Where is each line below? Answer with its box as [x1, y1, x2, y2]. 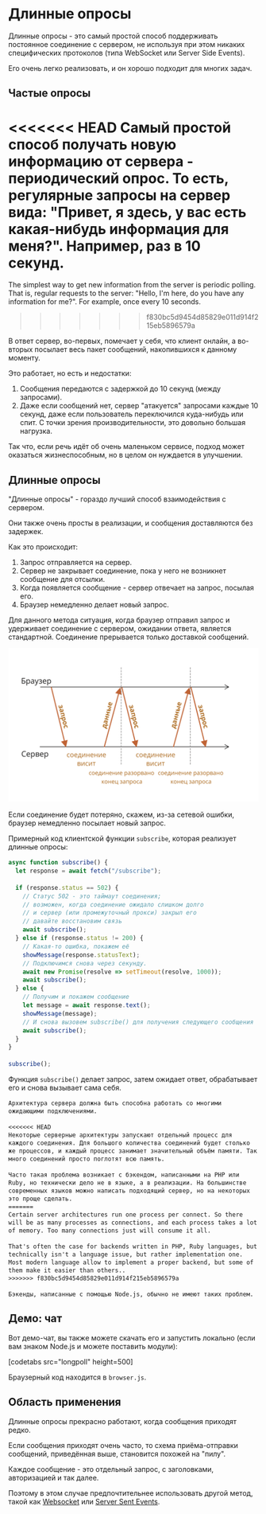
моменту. [8, 353, 41, 363]
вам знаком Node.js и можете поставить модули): [8, 1341, 178, 1351]
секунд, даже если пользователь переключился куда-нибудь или [19, 409, 244, 419]
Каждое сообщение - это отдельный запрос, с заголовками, [8, 1464, 214, 1473]
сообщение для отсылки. [19, 575, 106, 584]
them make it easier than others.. [8, 1266, 126, 1274]
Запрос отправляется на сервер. [19, 558, 133, 568]
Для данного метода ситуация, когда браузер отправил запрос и [8, 615, 230, 625]
